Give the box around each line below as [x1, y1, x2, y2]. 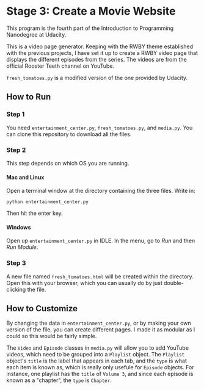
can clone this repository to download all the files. [6, 130, 132, 138]
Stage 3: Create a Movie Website [6, 4, 176, 18]
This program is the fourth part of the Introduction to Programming [6, 24, 174, 32]
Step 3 [6, 259, 26, 267]
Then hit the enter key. [6, 209, 63, 217]
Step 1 [6, 110, 25, 118]
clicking [6, 286, 26, 293]
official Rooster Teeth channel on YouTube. [6, 62, 115, 70]
